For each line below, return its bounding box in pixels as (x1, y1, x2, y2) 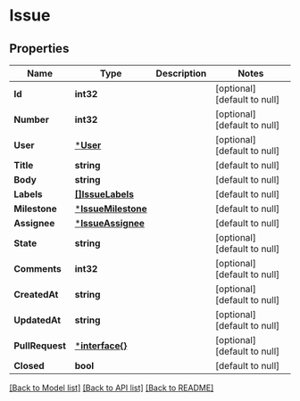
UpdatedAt (13, 314, 61, 326)
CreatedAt (13, 289, 59, 300)
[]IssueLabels (74, 188, 134, 200)
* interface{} (74, 340, 128, 352)
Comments (13, 263, 62, 274)
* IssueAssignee (74, 217, 146, 229)
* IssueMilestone (74, 202, 147, 215)
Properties (9, 41, 70, 56)
